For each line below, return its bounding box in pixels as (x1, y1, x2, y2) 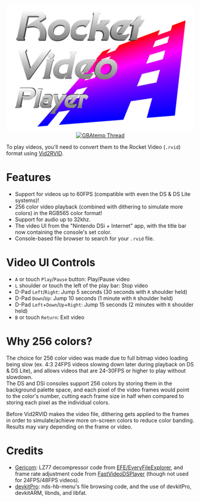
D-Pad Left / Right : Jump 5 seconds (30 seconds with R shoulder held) (14, 289, 188, 295)
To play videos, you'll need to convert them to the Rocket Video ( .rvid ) (6, 143, 181, 151)
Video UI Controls (6, 256, 96, 270)
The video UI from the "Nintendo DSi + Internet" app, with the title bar (14, 222, 187, 229)
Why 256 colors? (6, 335, 93, 348)
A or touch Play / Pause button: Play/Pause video (14, 276, 130, 283)
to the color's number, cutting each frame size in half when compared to (6, 392, 184, 399)
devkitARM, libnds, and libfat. (14, 489, 88, 496)
